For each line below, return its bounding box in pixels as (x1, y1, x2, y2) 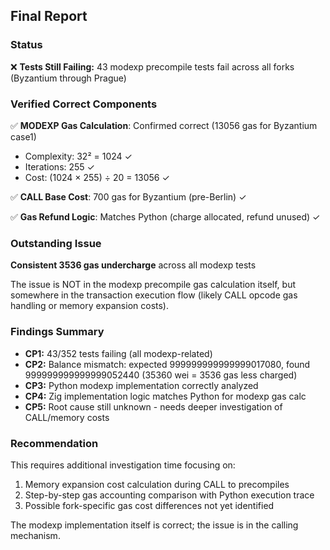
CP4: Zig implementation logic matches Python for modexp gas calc (24, 390, 307, 402)
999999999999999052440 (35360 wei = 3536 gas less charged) (24, 369, 298, 381)
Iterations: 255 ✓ (24, 160, 95, 173)
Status (10, 38, 43, 52)
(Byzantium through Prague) (10, 72, 127, 84)
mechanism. (10, 529, 61, 541)
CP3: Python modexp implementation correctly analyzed (24, 379, 259, 391)
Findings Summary (10, 325, 105, 339)
